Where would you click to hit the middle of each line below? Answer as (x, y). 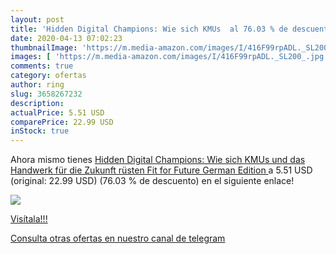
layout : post (37, 19)
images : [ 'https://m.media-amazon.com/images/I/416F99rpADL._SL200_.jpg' (169, 57)
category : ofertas (48, 76)
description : (37, 103)
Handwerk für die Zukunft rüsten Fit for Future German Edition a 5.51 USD (161, 170)
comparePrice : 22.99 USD (62, 122)
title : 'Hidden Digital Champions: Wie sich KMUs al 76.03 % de (149, 29)
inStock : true (40, 131)
